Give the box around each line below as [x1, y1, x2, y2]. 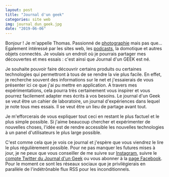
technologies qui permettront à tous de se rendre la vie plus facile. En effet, [5, 71, 162, 77]
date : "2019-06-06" [5, 26, 46, 31]
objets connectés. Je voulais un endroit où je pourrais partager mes [5, 51, 146, 57]
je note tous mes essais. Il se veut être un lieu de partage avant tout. [5, 104, 147, 110]
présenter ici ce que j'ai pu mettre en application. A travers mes [5, 82, 137, 88]
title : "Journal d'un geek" [5, 12, 65, 17]
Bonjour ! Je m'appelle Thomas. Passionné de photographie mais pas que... [5, 40, 162, 46]
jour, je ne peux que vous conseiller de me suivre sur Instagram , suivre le [5, 150, 157, 156]
